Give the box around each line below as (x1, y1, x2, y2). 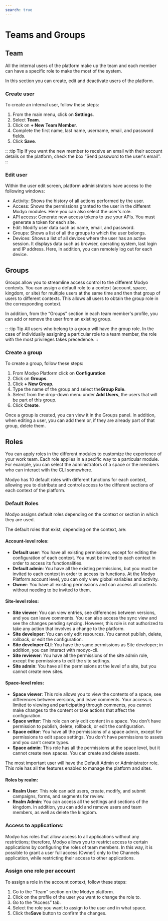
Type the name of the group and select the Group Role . (12, 386, 126, 392)
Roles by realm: (5, 777, 39, 783)
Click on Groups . (12, 376, 48, 382)
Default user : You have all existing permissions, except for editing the (12, 549, 157, 555)
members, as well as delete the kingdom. (12, 810, 98, 816)
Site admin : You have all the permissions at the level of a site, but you (12, 663, 156, 669)
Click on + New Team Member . (12, 122, 78, 128)
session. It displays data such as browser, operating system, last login (12, 240, 157, 247)
